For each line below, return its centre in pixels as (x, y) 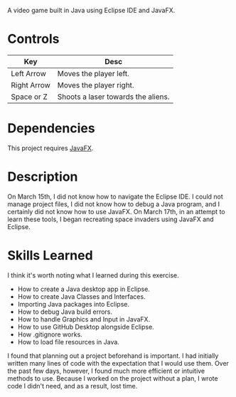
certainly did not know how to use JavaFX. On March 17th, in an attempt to (116, 211)
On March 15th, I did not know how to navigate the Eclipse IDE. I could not (116, 196)
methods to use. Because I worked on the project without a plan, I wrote (113, 378)
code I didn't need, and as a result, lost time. (73, 386)
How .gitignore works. (50, 334)
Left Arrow (28, 73)
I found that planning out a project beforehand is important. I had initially (113, 356)
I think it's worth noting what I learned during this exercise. (93, 275)
